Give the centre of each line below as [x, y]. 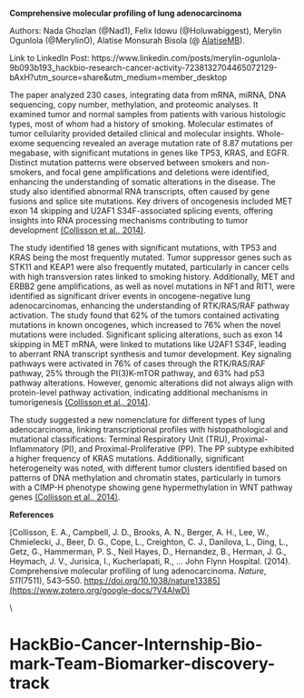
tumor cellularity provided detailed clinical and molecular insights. [132, 134]
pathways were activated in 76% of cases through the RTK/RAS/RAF [137, 364]
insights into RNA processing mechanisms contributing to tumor [129, 220]
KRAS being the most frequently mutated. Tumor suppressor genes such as [151, 257]
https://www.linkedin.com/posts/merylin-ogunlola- [186, 58]
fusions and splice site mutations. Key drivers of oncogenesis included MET [151, 201]
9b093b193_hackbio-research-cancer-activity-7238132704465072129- [144, 68]
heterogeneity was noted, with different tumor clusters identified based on [148, 468]
